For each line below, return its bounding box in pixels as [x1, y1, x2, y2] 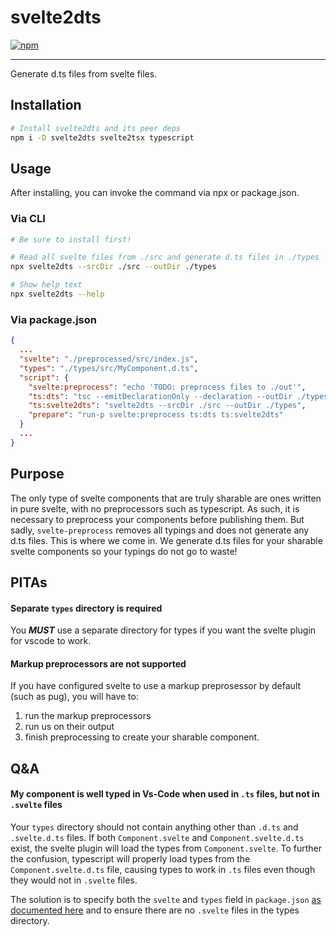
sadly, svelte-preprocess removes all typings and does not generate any [10, 524, 310, 536]
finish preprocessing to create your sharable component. [24, 731, 260, 743]
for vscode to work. [10, 635, 92, 647]
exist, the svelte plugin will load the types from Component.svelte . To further [10, 842, 322, 854]
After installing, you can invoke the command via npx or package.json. [10, 187, 300, 199]
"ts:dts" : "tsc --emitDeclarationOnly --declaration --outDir [28, 391, 293, 401]
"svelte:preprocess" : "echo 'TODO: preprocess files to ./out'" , [28, 382, 307, 392]
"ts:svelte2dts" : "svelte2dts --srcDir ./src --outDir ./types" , [28, 401, 307, 411]
